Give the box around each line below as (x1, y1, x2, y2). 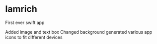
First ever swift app (5, 20, 45, 25)
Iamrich (5, 3, 37, 15)
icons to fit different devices (5, 34, 63, 40)
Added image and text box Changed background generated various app (5, 29, 153, 35)
